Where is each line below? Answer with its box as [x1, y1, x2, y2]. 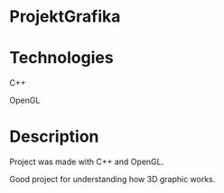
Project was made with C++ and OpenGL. [9, 156, 164, 168]
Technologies [9, 48, 115, 69]
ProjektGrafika [9, 6, 121, 27]
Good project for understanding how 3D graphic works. [9, 174, 216, 185]
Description [9, 126, 99, 147]
